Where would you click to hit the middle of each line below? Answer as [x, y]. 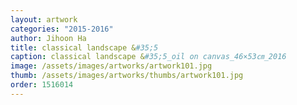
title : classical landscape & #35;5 [84, 47]
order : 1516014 [42, 85]
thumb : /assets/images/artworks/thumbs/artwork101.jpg [127, 76]
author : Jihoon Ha [48, 38]
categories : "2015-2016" [62, 29]
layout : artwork [44, 19]
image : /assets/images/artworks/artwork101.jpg [111, 66]
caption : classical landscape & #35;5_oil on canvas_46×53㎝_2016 [148, 57]
